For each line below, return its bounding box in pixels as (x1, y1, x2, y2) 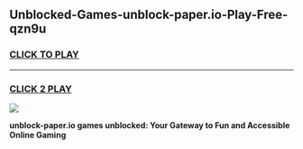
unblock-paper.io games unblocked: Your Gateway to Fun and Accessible (9, 119, 290, 130)
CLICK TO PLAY (9, 49, 79, 61)
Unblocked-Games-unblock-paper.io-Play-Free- (9, 7, 289, 23)
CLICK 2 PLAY (9, 82, 72, 95)
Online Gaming (9, 129, 67, 140)
